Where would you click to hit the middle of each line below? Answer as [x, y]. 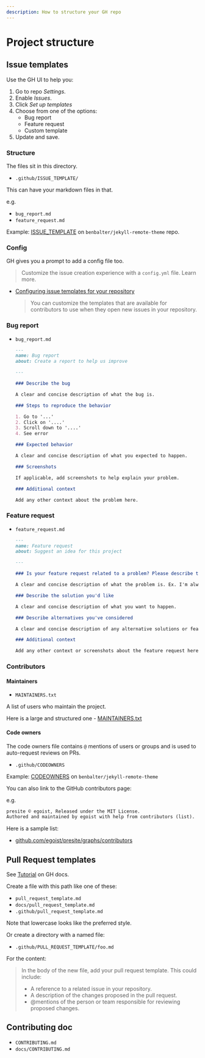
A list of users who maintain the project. [56, 707]
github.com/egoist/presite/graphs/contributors [74, 840]
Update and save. [37, 137]
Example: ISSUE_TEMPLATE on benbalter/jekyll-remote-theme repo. [93, 232]
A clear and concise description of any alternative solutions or [101, 629]
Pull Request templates [51, 859]
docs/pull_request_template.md [55, 905]
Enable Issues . [33, 98]
